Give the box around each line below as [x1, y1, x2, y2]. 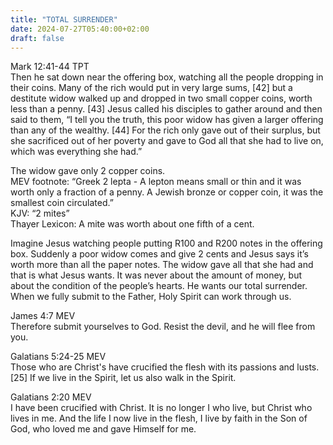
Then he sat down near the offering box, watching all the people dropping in [10, 71, 324, 83]
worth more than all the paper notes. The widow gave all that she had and [10, 259, 314, 271]
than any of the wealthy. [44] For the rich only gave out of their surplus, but [10, 124, 321, 136]
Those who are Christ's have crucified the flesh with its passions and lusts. [10, 361, 320, 373]
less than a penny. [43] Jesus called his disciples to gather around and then [10, 103, 323, 115]
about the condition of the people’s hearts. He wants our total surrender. [10, 280, 308, 292]
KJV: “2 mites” [10, 207, 70, 220]
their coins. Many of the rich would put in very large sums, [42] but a [10, 82, 293, 94]
